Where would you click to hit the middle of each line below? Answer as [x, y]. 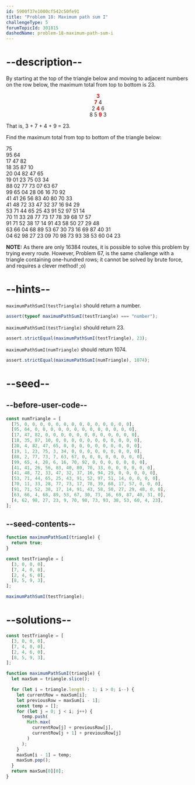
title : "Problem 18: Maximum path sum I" [57, 17]
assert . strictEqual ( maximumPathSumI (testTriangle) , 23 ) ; [77, 338]
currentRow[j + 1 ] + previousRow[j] [76, 733]
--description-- [44, 62]
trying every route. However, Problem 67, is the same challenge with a [90, 253]
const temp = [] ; [38, 706]
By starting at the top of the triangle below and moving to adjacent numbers [97, 78]
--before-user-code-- [47, 405]
